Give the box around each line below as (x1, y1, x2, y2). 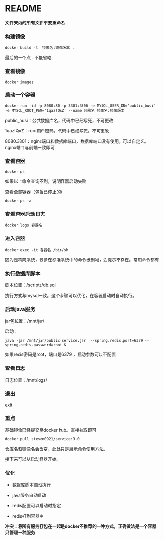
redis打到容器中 (12, 513, 44, 518)
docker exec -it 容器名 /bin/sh (5, 247, 69, 252)
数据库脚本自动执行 (12, 482, 51, 488)
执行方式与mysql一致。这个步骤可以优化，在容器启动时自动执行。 (5, 293, 137, 299)
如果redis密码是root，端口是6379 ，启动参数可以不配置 (5, 351, 116, 357)
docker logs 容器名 (5, 223, 42, 228)
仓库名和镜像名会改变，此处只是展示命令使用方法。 (5, 446, 108, 452)
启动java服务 (5, 306, 36, 313)
